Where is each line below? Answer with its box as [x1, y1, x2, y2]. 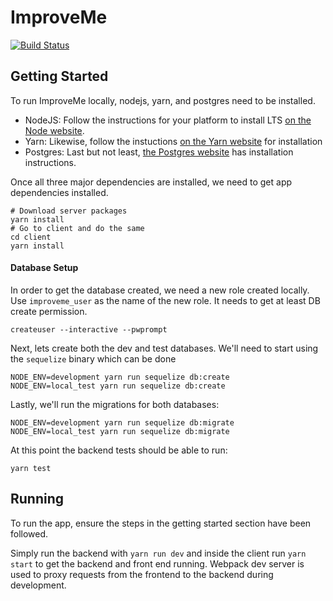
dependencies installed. [10, 186, 109, 198]
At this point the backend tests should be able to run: [10, 444, 228, 456]
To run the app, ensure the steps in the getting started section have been [10, 517, 312, 529]
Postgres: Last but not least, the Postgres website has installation [24, 146, 294, 158]
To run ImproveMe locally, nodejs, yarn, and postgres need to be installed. [10, 94, 316, 106]
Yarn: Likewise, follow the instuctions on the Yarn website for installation [24, 135, 323, 147]
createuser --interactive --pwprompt [10, 324, 168, 335]
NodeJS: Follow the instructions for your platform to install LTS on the [24, 114, 312, 126]
